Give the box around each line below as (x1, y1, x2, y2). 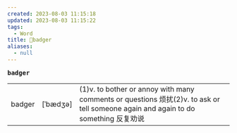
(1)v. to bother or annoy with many (79, 84, 195, 94)
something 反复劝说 (79, 113, 145, 123)
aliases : (7, 43, 33, 50)
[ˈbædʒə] (41, 99, 73, 109)
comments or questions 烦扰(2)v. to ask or (79, 94, 220, 104)
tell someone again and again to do (79, 103, 195, 113)
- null (13, 50, 33, 57)
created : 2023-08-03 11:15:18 (7, 10, 97, 18)
